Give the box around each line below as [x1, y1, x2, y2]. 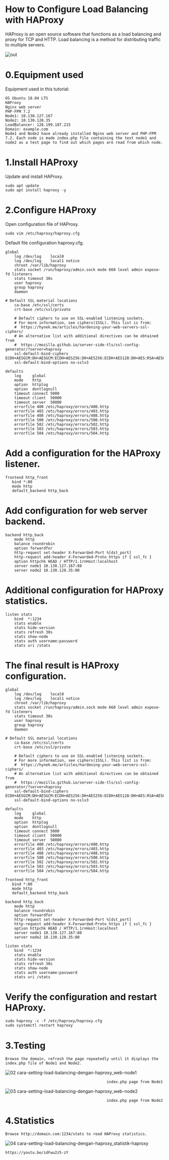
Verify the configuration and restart [5, 991, 157, 1002]
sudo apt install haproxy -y [5, 187, 66, 192]
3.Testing [5, 1040, 46, 1051]
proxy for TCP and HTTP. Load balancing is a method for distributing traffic [5, 36, 161, 42]
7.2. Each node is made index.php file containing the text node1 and [5, 135, 156, 140]
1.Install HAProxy [5, 157, 78, 168]
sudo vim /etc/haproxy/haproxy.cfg [5, 231, 80, 236]
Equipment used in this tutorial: [5, 86, 69, 92]
